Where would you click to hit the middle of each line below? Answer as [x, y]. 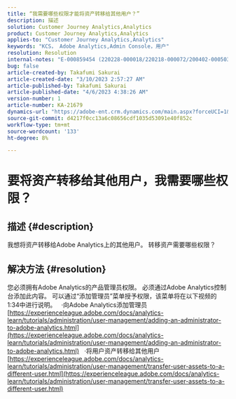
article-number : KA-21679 [45, 105]
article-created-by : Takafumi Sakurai [64, 72]
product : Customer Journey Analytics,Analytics [78, 33]
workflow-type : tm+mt [39, 125]
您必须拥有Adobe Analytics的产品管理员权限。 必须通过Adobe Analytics [111, 287]
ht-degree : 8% [28, 138]
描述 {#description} [51, 227]
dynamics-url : [28, 112]
